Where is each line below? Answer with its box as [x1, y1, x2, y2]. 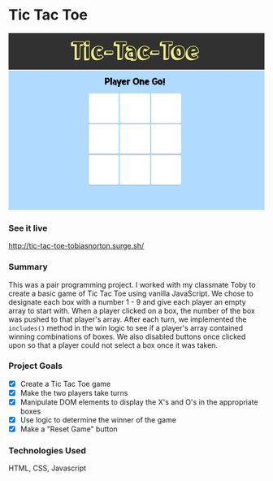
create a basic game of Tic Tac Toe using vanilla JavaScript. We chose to [8, 288, 253, 298]
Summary [8, 262, 49, 273]
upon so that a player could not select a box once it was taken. [8, 340, 218, 350]
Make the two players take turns [19, 388, 128, 397]
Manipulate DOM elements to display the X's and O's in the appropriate [19, 396, 258, 407]
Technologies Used [8, 445, 87, 457]
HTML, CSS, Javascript [8, 463, 87, 473]
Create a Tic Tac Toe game [19, 379, 111, 388]
